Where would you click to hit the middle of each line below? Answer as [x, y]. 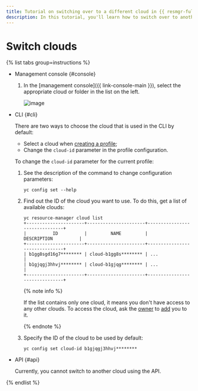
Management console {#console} [55, 74]
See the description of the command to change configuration [98, 173]
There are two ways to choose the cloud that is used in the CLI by [94, 126]
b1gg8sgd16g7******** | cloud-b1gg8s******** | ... [93, 255]
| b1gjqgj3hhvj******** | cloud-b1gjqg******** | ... [91, 265]
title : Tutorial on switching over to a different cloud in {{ [85, 12]
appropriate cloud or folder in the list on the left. [82, 92]
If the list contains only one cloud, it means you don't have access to [107, 302]
